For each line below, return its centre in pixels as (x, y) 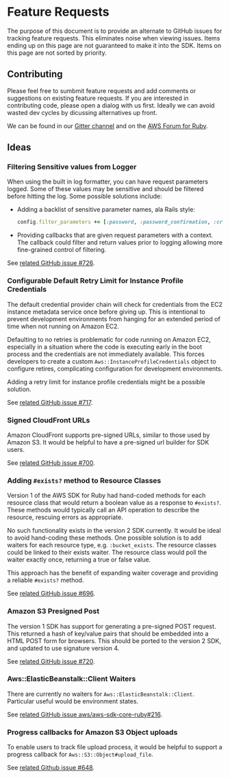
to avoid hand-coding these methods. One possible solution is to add (104, 538)
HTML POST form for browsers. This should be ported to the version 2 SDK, (114, 640)
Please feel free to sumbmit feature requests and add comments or (102, 90)
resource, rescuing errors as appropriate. (65, 517)
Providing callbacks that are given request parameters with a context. (115, 235)
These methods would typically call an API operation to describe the (103, 510)
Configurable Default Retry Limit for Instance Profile (95, 281)
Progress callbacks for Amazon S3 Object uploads (92, 732)
